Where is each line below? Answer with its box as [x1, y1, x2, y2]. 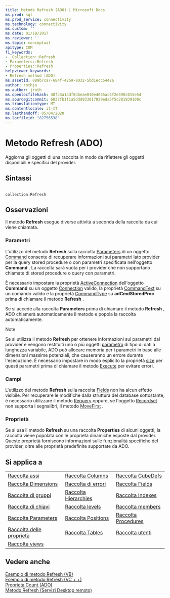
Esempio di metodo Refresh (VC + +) [5, 576, 82, 582]
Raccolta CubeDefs [116, 472, 162, 479]
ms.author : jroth [5, 87, 42, 93]
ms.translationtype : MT [5, 102, 56, 107]
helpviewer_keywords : [5, 69, 51, 74]
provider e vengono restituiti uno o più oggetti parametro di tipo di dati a [5, 341, 155, 347]
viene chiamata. [5, 224, 38, 231]
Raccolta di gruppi [8, 492, 52, 499]
